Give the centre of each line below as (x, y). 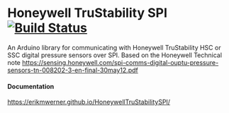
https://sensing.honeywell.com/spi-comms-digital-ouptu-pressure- (121, 62)
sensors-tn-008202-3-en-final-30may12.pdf (73, 70)
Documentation (31, 86)
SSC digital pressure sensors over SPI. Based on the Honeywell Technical (114, 55)
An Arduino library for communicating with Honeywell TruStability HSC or (114, 47)
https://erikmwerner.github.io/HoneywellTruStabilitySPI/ (89, 102)
